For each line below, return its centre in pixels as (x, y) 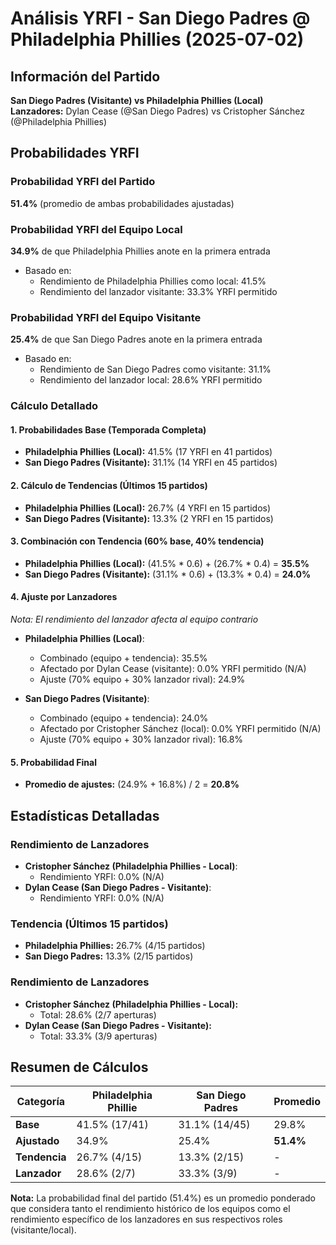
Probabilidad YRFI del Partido (83, 182)
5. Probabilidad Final (54, 762)
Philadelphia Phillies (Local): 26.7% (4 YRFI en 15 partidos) (148, 508)
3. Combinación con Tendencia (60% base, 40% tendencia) (137, 541)
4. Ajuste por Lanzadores (64, 597)
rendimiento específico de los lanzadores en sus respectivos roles (146, 1219)
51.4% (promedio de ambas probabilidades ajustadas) (122, 203)
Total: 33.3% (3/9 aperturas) (98, 1036)
